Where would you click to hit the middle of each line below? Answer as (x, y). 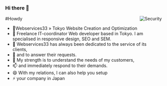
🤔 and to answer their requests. (44, 55)
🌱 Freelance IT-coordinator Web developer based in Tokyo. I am (78, 34)
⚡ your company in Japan (39, 79)
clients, (20, 50)
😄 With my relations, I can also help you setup (60, 73)
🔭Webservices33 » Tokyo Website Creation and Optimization (75, 28)
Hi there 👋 (17, 8)
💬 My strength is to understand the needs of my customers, (73, 60)
